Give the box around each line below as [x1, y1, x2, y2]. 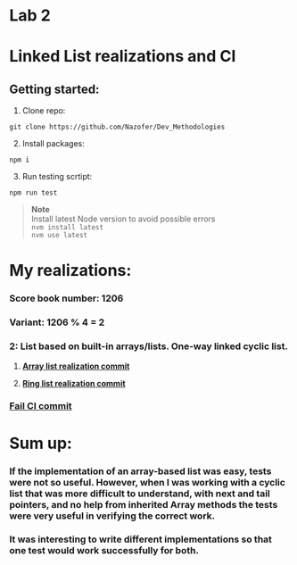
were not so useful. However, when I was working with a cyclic [9, 476, 285, 488]
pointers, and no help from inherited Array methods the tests [9, 498, 278, 511]
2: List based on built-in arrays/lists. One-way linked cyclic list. [9, 340, 288, 353]
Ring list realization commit [21, 378, 127, 388]
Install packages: [21, 138, 85, 149]
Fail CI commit [9, 400, 73, 412]
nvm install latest [30, 223, 104, 232]
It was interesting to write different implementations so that [9, 533, 272, 545]
